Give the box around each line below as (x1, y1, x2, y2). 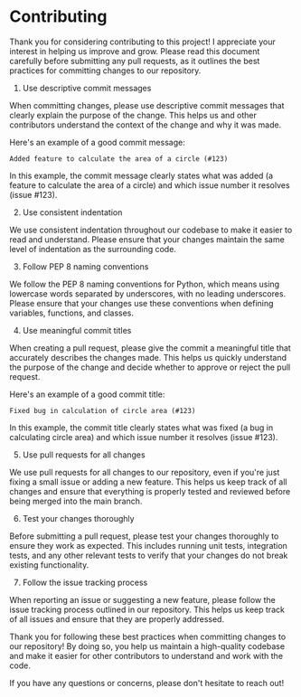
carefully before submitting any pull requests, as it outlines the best (9, 55, 260, 66)
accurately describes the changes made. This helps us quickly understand (9, 352, 287, 363)
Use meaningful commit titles (22, 325, 132, 335)
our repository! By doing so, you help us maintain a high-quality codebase (9, 640, 286, 652)
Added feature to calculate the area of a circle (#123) (9, 154, 229, 164)
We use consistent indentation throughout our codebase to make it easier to (9, 224, 293, 235)
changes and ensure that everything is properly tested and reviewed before (9, 485, 291, 496)
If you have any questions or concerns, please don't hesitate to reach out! (9, 677, 285, 688)
